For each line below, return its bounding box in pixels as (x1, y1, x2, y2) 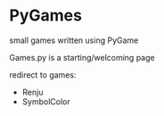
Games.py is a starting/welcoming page (9, 52, 155, 62)
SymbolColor (21, 95, 70, 107)
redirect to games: (9, 69, 77, 80)
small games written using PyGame (9, 35, 139, 46)
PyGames (9, 5, 83, 26)
